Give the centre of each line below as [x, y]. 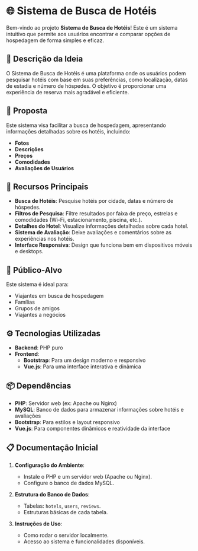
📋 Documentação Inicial [52, 448]
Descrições [29, 149]
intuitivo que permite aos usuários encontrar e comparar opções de [88, 34]
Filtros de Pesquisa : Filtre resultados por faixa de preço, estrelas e [96, 214]
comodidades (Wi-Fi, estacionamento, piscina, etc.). [78, 220]
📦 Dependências [39, 386]
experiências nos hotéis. [44, 239]
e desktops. [29, 251]
